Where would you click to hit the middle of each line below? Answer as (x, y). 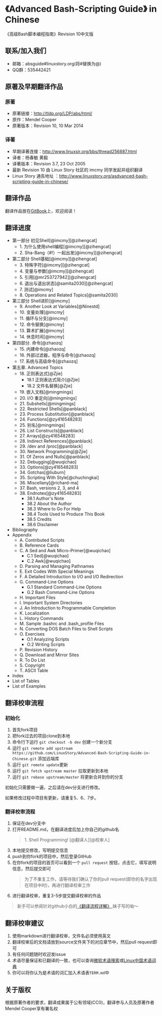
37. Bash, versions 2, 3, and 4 (49, 488)
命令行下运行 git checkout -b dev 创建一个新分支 (62, 742)
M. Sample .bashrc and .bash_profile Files (62, 624)
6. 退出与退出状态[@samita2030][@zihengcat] (66, 283)
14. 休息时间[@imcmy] (42, 337)
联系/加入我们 (26, 51)
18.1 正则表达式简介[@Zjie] (53, 380)
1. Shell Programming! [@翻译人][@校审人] (67, 840)
